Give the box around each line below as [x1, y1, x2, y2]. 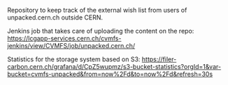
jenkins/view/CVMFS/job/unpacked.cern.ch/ [7, 42, 136, 49]
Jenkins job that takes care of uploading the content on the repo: [7, 27, 194, 35]
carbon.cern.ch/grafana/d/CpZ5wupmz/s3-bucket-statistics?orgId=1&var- [7, 63, 222, 70]
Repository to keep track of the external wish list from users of [7, 6, 187, 14]
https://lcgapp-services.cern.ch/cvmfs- [7, 34, 122, 42]
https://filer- [141, 55, 177, 63]
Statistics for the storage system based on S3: [7, 55, 141, 63]
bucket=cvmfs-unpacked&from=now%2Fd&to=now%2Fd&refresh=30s [7, 70, 213, 78]
